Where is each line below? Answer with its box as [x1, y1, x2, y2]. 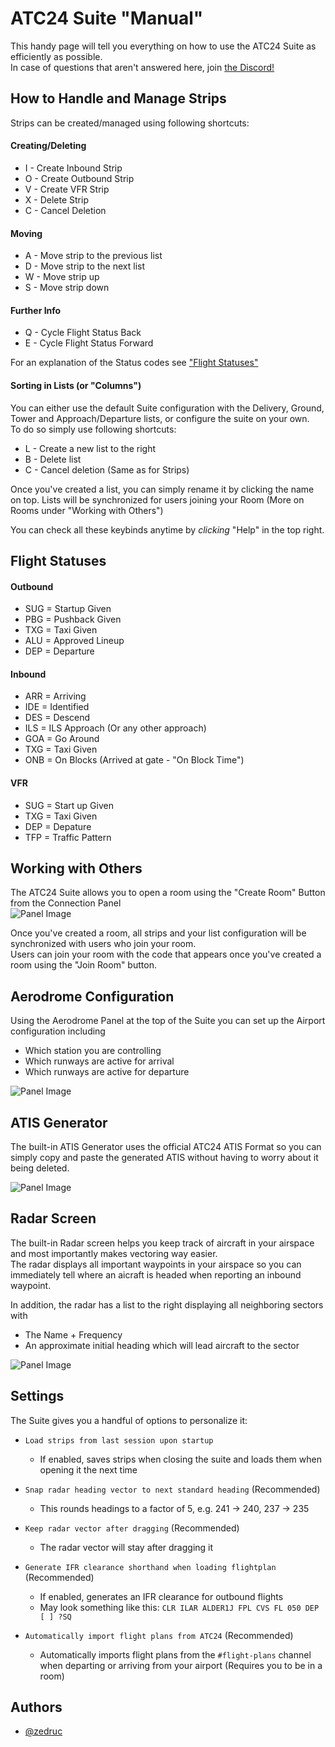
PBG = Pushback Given [24, 613, 122, 626]
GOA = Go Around [24, 733, 100, 745]
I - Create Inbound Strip [24, 162, 123, 174]
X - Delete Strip [24, 193, 89, 206]
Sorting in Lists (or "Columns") [10, 379, 142, 391]
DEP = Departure [24, 645, 95, 657]
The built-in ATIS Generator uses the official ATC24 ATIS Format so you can [10, 1141, 322, 1152]
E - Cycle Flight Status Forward [24, 337, 154, 349]
